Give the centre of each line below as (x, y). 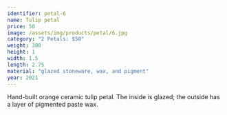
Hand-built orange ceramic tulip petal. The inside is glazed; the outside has (113, 97)
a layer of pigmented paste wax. (53, 105)
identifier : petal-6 (37, 13)
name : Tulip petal (33, 20)
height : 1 (21, 52)
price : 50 (21, 26)
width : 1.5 (23, 59)
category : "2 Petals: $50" (46, 39)
